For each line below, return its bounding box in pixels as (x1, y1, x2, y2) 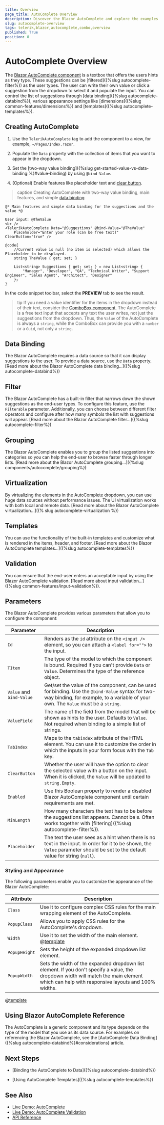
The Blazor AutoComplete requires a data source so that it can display (5, 353, 146, 359)
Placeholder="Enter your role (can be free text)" (14, 230, 119, 235)
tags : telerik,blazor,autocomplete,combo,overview (5, 26, 110, 30)
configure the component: (5, 616, 58, 621)
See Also (5, 1091, 33, 1099)
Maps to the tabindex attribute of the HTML (44, 735, 143, 742)
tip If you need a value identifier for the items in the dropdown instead (17, 299, 158, 305)
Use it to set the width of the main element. (40, 932, 138, 938)
